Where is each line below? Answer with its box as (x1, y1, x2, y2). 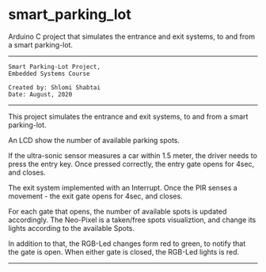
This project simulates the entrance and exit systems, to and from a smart (8, 111, 249, 121)
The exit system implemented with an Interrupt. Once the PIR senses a (8, 183, 237, 192)
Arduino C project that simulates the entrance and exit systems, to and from (8, 32, 256, 41)
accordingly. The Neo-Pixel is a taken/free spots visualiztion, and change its (8, 215, 256, 225)
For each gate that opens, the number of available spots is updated (8, 206, 227, 216)
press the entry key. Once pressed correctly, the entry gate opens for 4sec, (8, 159, 255, 168)
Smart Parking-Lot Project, (8, 62, 101, 70)
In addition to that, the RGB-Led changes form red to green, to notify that (8, 239, 246, 248)
